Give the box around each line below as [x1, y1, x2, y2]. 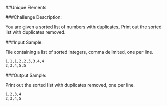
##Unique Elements [5, 5, 47, 10]
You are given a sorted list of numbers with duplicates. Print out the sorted [5, 24, 162, 30]
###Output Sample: [5, 72, 47, 78]
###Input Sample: [5, 39, 43, 45]
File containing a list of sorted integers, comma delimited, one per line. [5, 49, 154, 55]
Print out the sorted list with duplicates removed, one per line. [5, 82, 135, 88]
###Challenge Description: [5, 14, 62, 20]
